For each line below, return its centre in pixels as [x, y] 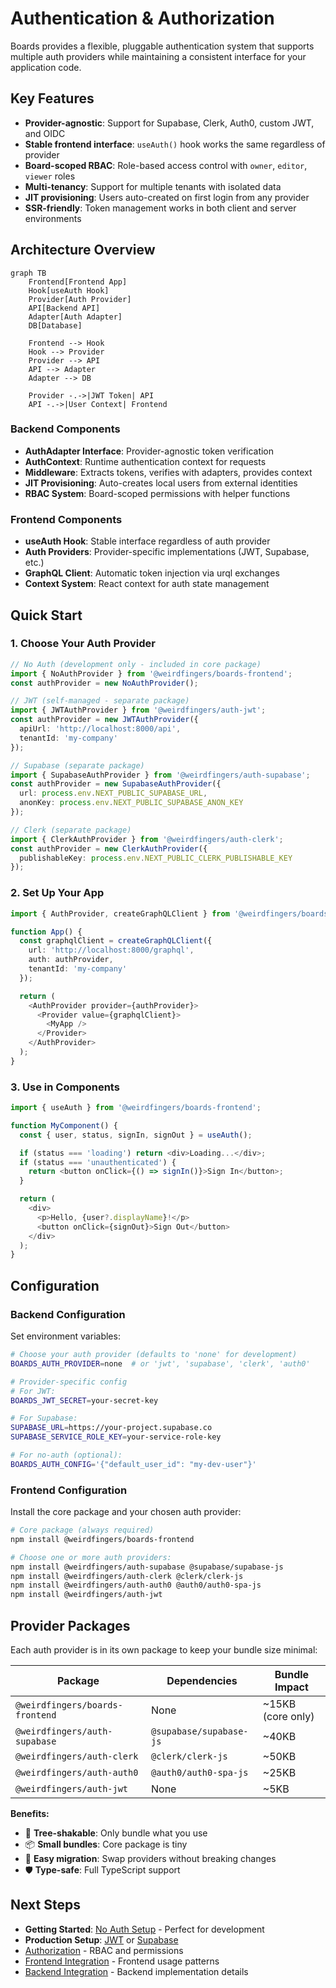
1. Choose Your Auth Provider [83, 644]
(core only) [288, 1716]
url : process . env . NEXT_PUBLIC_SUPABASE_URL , [113, 793]
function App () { [46, 932]
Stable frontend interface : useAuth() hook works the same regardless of [175, 144]
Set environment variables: [65, 1336]
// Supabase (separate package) [77, 765]
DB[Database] [55, 325]
